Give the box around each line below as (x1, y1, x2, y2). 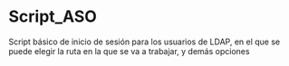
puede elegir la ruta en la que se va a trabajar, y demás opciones (8, 45, 250, 56)
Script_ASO (8, 6, 97, 27)
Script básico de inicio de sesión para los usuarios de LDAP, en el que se (8, 36, 281, 47)
